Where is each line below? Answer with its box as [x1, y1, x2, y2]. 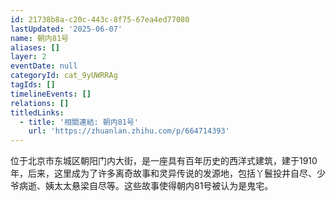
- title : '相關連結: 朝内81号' [19, 117, 139, 127]
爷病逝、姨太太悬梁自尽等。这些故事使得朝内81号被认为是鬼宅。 [10, 180, 274, 192]
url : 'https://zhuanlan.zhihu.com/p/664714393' [28, 126, 230, 136]
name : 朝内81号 [10, 33, 69, 43]
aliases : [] [10, 42, 60, 53]
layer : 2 [10, 52, 47, 62]
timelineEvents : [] [10, 89, 92, 99]
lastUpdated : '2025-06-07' [10, 24, 123, 34]
